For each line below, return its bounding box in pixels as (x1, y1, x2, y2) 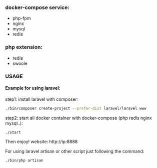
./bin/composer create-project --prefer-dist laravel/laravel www (5, 106, 146, 111)
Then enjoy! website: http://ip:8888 (5, 139, 78, 145)
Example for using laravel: (5, 85, 61, 91)
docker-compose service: (5, 4, 70, 11)
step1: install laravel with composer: (5, 96, 78, 102)
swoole (12, 60, 27, 66)
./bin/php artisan (5, 158, 43, 163)
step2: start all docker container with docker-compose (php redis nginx (5, 115, 152, 121)
